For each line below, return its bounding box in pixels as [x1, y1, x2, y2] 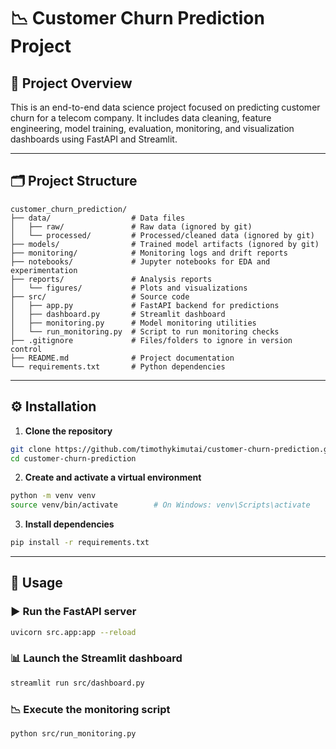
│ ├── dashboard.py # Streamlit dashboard [10, 309, 226, 319]
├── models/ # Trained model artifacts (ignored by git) [10, 239, 320, 249]
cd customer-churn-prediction [10, 453, 137, 464]
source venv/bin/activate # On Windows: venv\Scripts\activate [10, 500, 311, 510]
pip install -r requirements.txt [10, 538, 150, 548]
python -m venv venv [10, 491, 97, 501]
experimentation [10, 265, 78, 275]
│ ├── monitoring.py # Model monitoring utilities [10, 318, 257, 328]
